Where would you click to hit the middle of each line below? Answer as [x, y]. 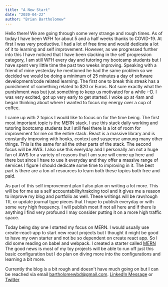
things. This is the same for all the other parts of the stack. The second [78, 144]
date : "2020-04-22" [25, 15]
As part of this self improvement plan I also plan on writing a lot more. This [82, 186]
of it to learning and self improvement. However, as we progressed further [81, 49]
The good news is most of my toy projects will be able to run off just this [79, 249]
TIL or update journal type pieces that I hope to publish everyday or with [79, 202]
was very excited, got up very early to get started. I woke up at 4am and [79, 97]
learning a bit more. [25, 259]
